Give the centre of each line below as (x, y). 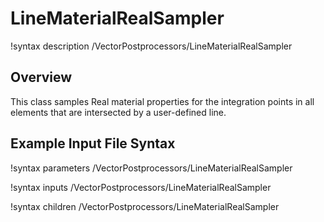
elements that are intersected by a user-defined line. (118, 112)
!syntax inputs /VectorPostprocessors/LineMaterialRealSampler (141, 187)
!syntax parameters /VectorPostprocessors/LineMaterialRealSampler (151, 168)
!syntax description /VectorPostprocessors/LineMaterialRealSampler (151, 46)
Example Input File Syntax (93, 143)
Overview (41, 77)
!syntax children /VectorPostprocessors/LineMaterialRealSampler (145, 206)
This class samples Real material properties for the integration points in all (162, 101)
